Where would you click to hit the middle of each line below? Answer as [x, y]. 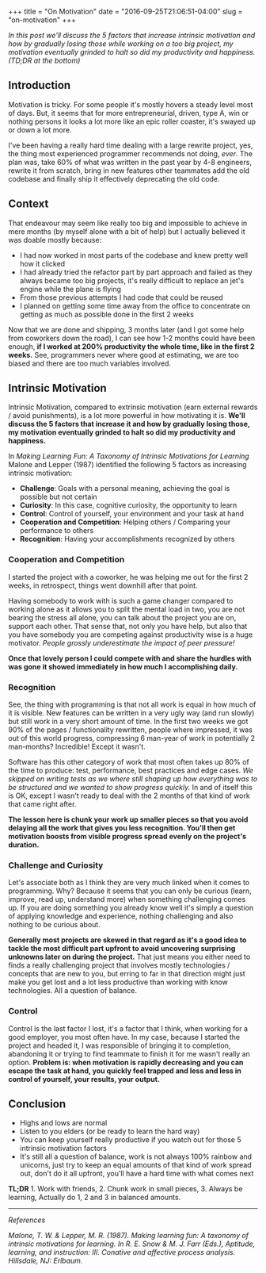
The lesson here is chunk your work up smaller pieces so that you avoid [128, 819]
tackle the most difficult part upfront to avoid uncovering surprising [122, 949]
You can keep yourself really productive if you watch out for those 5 [130, 1140]
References [27, 1220]
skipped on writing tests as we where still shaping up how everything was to [133, 779]
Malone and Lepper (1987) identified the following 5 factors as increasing [127, 465]
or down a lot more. [40, 129]
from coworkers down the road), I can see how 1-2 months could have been [132, 338]
